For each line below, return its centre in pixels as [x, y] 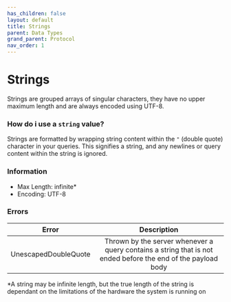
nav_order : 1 [26, 46]
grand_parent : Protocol [41, 39]
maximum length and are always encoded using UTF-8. [86, 106]
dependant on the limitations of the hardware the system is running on [107, 291]
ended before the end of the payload [159, 258]
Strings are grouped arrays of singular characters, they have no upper [106, 99]
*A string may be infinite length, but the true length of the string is [101, 284]
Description [159, 230]
